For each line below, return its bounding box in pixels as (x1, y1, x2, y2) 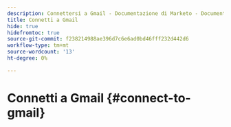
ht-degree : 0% (7, 55, 48, 62)
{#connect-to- (106, 90, 191, 106)
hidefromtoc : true (7, 29, 60, 36)
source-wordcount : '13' (7, 49, 76, 56)
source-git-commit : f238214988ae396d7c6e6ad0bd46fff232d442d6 (7, 36, 189, 43)
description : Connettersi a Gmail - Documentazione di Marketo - (7, 10, 198, 17)
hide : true (7, 23, 38, 30)
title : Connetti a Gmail (7, 16, 78, 23)
